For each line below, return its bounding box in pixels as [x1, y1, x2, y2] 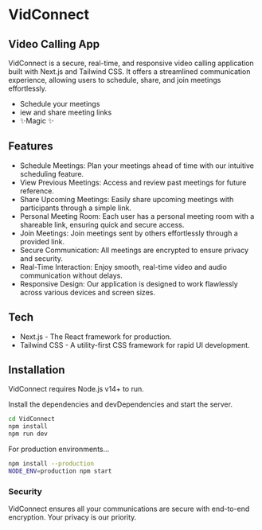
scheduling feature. [19, 169, 84, 178]
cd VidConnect [8, 415, 56, 423]
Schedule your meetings [19, 99, 100, 108]
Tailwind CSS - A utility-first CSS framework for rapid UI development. [19, 340, 250, 349]
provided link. [19, 236, 65, 246]
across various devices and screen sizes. [19, 287, 155, 297]
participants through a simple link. [19, 203, 131, 212]
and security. [19, 253, 64, 263]
